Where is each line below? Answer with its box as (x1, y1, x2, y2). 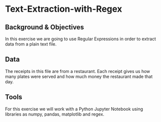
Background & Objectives (5, 23, 84, 31)
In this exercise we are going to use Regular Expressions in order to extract (5, 36, 156, 42)
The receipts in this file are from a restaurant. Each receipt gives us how (5, 68, 150, 74)
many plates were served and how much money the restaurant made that (5, 73, 153, 79)
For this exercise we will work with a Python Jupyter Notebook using (5, 106, 143, 112)
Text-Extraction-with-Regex (5, 3, 122, 15)
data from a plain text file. (5, 41, 57, 47)
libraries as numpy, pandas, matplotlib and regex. (5, 111, 104, 117)
